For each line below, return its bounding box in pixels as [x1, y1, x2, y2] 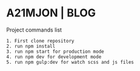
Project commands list [6, 26, 62, 33]
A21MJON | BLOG [6, 6, 96, 20]
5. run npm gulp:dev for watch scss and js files [6, 59, 135, 65]
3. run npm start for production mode [6, 49, 104, 55]
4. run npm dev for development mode [6, 53, 102, 60]
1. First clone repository [6, 38, 75, 44]
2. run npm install [6, 43, 56, 49]
